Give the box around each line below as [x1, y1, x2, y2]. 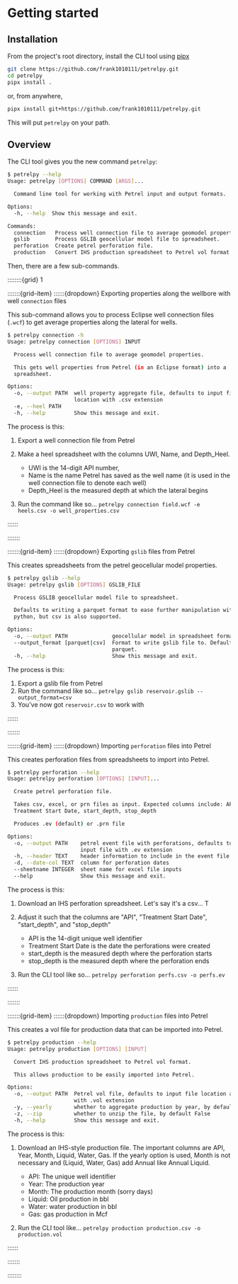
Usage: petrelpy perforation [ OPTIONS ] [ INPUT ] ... [7, 775, 160, 783]
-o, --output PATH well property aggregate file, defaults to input [13, 390, 223, 397]
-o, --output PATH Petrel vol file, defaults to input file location [13, 1091, 227, 1098]
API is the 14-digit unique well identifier [28, 933, 143, 943]
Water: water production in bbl [28, 1202, 118, 1210]
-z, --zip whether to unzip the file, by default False [13, 1110, 211, 1117]
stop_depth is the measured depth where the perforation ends [28, 956, 210, 965]
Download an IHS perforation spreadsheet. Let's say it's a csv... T [17, 899, 209, 907]
